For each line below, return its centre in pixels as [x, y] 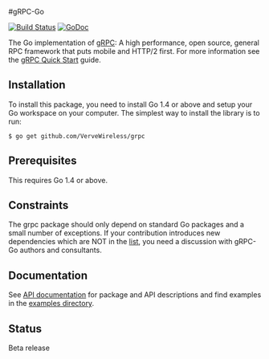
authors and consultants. [61, 250]
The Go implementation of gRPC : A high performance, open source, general [134, 43]
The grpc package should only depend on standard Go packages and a [126, 225]
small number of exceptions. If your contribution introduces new [114, 233]
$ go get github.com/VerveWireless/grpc [77, 136]
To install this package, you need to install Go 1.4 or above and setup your [130, 104]
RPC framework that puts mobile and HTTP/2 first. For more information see [134, 51]
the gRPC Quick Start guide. [55, 60]
